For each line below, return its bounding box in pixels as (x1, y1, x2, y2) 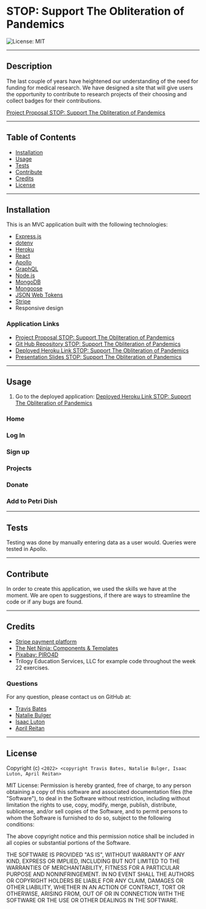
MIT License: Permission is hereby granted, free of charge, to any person (6, 782, 191, 789)
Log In (6, 431, 26, 439)
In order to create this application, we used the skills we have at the (6, 585, 177, 593)
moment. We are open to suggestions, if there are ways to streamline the (6, 591, 190, 599)
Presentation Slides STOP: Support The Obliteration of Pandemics (15, 353, 182, 360)
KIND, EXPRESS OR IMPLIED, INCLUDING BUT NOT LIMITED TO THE (6, 857, 180, 865)
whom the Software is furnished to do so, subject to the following (6, 814, 172, 821)
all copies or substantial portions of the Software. (6, 839, 131, 846)
